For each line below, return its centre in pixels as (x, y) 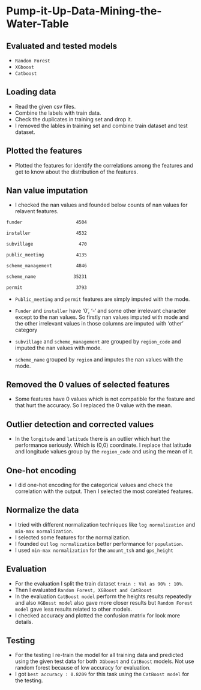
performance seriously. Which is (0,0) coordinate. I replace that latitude (103, 445)
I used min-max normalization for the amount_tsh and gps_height (94, 550)
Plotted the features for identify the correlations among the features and (104, 165)
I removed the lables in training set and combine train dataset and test (101, 126)
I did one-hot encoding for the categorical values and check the (94, 485)
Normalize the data (43, 510)
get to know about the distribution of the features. (76, 172)
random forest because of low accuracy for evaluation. (83, 668)
